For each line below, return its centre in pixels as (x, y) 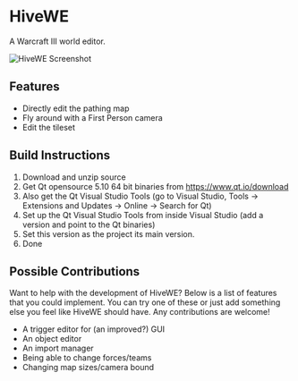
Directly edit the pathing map (76, 108)
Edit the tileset (49, 127)
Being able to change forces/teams (87, 358)
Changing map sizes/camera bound (88, 368)
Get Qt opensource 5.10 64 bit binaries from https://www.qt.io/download (155, 186)
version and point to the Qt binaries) (89, 224)
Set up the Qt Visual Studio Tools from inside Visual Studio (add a (143, 215)
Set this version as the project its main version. (108, 233)
